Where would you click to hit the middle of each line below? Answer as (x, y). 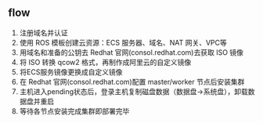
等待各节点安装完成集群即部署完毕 (74, 111)
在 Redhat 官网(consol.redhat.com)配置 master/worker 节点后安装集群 (132, 81)
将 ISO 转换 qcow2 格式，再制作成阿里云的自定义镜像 (105, 62)
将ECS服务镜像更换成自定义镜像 (71, 72)
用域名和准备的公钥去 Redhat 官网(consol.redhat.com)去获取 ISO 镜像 (131, 52)
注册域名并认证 (43, 33)
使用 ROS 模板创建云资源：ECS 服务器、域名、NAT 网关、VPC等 (123, 42)
